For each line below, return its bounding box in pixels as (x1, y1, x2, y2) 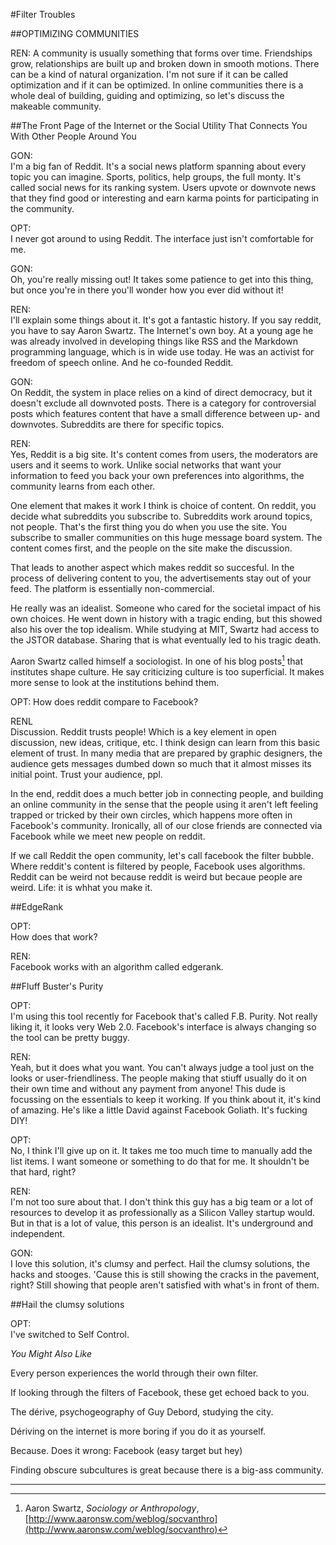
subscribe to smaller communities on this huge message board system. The (10, 532, 323, 543)
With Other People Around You (10, 130, 137, 142)
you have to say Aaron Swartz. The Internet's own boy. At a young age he (10, 325, 314, 336)
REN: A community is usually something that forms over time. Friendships (10, 47, 313, 59)
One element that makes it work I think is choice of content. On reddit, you (10, 500, 317, 511)
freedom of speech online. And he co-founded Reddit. (10, 357, 234, 368)
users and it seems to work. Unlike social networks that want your (10, 459, 282, 471)
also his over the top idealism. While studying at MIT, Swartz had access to (10, 624, 320, 635)
